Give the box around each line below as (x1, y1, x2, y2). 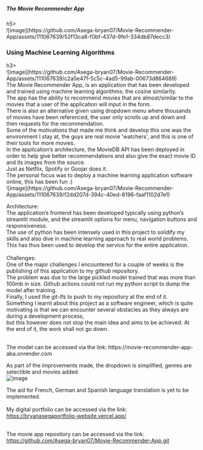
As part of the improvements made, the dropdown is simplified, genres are (6, 362, 192, 369)
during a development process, (6, 313, 85, 320)
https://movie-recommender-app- (108, 344, 193, 351)
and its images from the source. (6, 159, 86, 166)
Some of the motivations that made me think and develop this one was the (6, 126, 192, 134)
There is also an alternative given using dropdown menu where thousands (6, 107, 191, 115)
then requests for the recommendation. (6, 120, 104, 128)
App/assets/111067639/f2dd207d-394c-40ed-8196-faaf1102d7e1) (6, 191, 170, 199)
